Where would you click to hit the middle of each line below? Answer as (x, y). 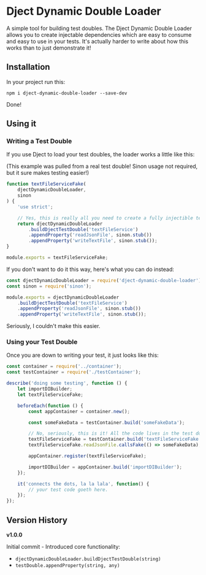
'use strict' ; (35, 207)
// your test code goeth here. (68, 489)
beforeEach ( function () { (51, 406)
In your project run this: (36, 82)
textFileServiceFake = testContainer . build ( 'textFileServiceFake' (115, 440)
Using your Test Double (42, 342)
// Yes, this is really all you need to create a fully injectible (105, 218)
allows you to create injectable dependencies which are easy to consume (99, 34)
